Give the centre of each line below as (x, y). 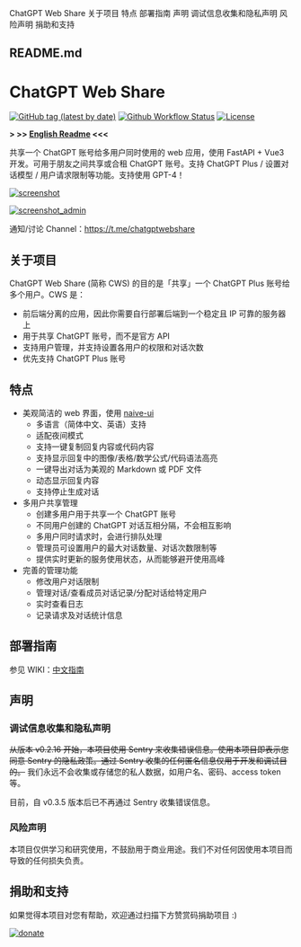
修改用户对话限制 (67, 581)
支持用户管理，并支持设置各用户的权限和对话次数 (113, 348)
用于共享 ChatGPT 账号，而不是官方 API (96, 336)
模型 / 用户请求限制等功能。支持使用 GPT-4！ (101, 175)
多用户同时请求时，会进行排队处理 (99, 536)
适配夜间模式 (59, 435)
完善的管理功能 (50, 570)
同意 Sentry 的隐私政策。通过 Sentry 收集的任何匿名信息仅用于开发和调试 (145, 761)
